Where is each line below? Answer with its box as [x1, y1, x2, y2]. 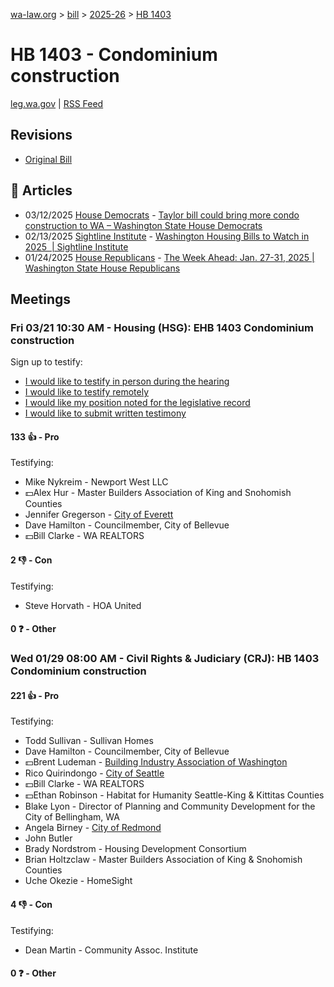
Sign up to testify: [10, 356, 83, 368]
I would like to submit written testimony [24, 407, 187, 419]
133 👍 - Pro [10, 430, 60, 443]
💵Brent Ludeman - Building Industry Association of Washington [24, 756, 288, 768]
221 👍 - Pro [10, 689, 60, 701]
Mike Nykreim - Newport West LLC [24, 476, 169, 488]
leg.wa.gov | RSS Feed [10, 97, 104, 109]
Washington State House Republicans [24, 262, 181, 274]
